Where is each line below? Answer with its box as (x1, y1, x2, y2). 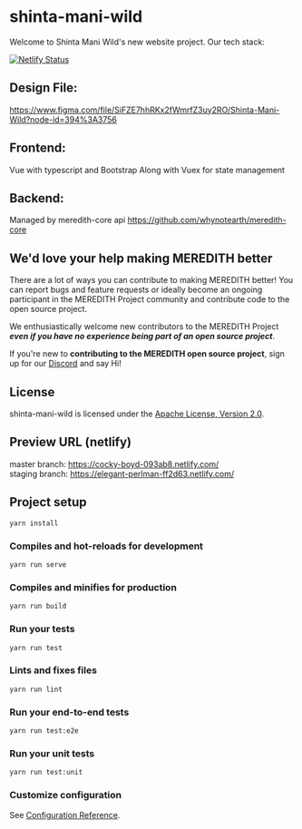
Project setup (9, 494, 88, 510)
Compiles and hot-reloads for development (9, 540, 204, 552)
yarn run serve (9, 560, 67, 569)
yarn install (9, 519, 59, 528)
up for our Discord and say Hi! (9, 358, 122, 369)
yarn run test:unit (9, 768, 83, 777)
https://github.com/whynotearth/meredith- (127, 215, 287, 226)
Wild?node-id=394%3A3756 (9, 113, 118, 124)
